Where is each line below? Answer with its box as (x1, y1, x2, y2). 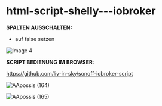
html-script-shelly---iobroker (6, 4, 157, 18)
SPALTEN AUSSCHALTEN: (6, 24, 72, 31)
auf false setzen (14, 35, 55, 42)
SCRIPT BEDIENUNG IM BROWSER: (6, 58, 94, 66)
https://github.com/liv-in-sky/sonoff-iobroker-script (6, 70, 133, 77)
